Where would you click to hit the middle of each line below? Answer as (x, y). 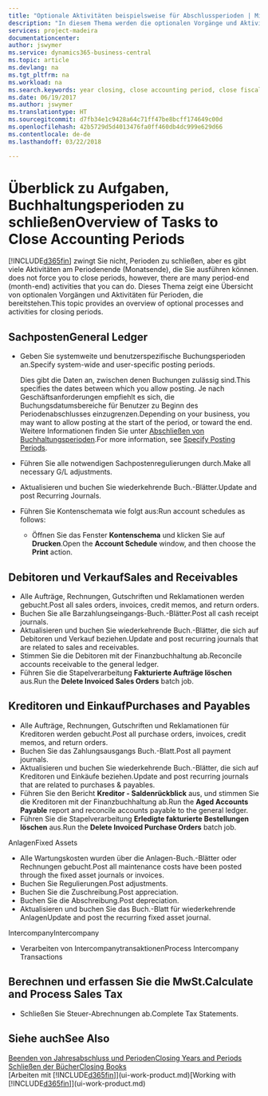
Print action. (52, 552)
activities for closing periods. (56, 312)
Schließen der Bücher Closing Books (67, 1066)
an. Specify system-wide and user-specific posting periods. (117, 365)
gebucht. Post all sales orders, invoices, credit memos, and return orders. (139, 605)
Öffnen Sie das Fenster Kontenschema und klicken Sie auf (128, 535)
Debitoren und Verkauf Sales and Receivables (123, 577)
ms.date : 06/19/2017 (43, 97)
